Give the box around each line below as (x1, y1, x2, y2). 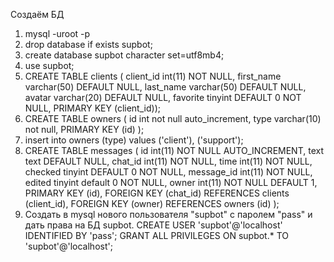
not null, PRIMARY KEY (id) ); (24, 124, 145, 135)
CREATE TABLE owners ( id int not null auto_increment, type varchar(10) (24, 113, 322, 124)
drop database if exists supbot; (24, 39, 153, 50)
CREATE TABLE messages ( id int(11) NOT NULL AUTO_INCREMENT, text (24, 145, 324, 156)
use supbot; (24, 60, 75, 71)
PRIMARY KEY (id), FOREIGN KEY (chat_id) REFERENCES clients (24, 187, 290, 199)
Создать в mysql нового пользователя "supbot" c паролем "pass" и (24, 209, 313, 220)
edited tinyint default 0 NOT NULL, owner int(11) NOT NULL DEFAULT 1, (24, 177, 318, 188)
